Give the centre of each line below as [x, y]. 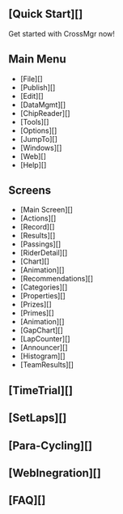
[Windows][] [41, 148]
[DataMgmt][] [43, 105]
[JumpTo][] [39, 139]
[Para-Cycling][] [51, 445]
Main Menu [37, 60]
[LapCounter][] [45, 339]
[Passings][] [40, 244]
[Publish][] [38, 87]
